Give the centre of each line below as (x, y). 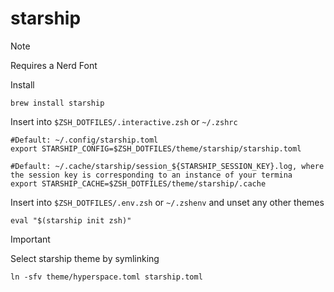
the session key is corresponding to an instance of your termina (151, 175)
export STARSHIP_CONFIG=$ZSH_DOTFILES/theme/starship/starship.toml (156, 148)
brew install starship (57, 103)
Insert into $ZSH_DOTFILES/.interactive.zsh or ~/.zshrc (124, 121)
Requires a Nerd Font (54, 65)
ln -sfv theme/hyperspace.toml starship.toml (106, 277)
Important (30, 239)
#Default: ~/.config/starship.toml (84, 140)
